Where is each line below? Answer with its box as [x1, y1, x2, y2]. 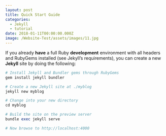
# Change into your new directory [5, 98, 79, 103]
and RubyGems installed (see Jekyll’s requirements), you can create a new [5, 55, 161, 61]
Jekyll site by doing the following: [5, 60, 76, 66]
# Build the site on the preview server [5, 112, 92, 117]
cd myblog [5, 103, 26, 108]
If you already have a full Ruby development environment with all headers [5, 49, 161, 56]
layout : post [5, 7, 33, 13]
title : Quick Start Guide [5, 12, 60, 17]
